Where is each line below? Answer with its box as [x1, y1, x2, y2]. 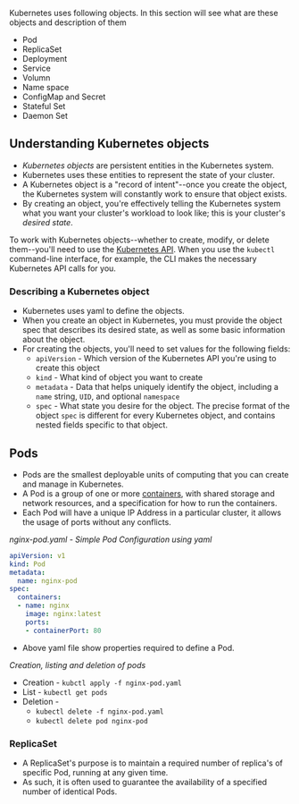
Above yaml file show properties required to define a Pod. [21, 642, 235, 653]
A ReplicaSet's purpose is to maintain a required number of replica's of [21, 757, 284, 768]
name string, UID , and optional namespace [35, 391, 180, 402]
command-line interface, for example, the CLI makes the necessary [9, 253, 257, 264]
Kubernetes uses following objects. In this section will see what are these [9, 8, 278, 18]
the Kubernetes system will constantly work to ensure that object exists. [21, 188, 287, 199]
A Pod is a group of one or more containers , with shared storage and [21, 487, 275, 499]
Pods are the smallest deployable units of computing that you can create [21, 469, 289, 479]
